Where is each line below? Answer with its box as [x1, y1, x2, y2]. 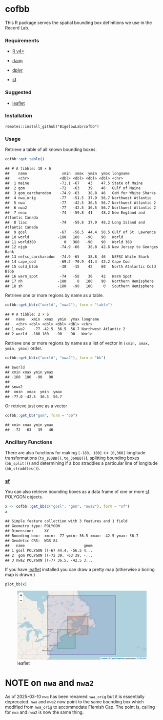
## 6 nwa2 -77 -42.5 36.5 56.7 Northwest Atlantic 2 [5, 205, 156, 210]
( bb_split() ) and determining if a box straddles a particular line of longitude [5, 460, 158, 466]
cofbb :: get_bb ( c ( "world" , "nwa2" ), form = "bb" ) [5, 355, 106, 360]
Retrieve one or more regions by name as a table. [5, 293, 104, 298]
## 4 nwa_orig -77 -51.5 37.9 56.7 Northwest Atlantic [5, 196, 152, 200]
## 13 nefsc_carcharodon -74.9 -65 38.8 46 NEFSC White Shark [5, 254, 150, 259]
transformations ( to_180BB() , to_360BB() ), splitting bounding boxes [5, 455, 140, 461]
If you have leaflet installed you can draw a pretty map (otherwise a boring [5, 566, 155, 572]
